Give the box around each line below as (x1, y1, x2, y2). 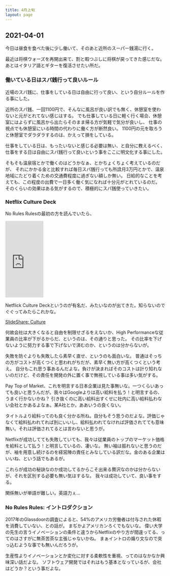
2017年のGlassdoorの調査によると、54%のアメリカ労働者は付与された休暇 (5, 516, 161, 522)
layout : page (5, 12, 33, 17)
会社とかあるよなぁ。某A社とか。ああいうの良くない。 (9, 402, 124, 408)
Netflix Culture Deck (5, 198, 57, 205)
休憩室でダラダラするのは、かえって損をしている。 (9, 132, 116, 138)
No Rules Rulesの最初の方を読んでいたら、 (5, 210, 95, 217)
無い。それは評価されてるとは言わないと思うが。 (5, 425, 108, 431)
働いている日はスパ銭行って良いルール (5, 76, 99, 84)
